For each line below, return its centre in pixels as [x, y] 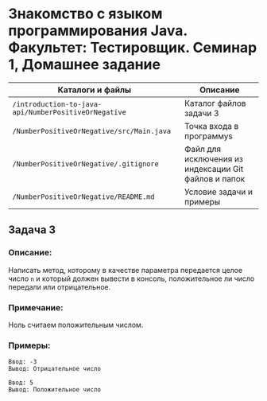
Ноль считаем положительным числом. [76, 325]
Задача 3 [32, 230]
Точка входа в [211, 126]
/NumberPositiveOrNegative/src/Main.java [92, 131]
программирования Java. [98, 31]
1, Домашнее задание [85, 65]
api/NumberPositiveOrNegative [70, 112]
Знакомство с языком [85, 14]
